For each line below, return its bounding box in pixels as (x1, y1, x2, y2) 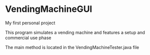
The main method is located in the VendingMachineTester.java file (5, 44, 140, 50)
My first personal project (5, 20, 55, 26)
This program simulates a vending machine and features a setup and (5, 29, 145, 35)
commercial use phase (5, 35, 51, 41)
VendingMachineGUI (5, 3, 93, 15)
